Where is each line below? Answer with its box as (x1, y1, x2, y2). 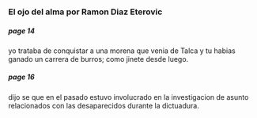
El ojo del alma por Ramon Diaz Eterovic (8, 6, 163, 17)
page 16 (8, 72, 36, 82)
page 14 (8, 26, 36, 36)
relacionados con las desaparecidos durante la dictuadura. (8, 101, 199, 110)
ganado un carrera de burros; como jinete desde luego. (8, 54, 189, 63)
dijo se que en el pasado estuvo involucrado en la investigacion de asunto (8, 92, 249, 101)
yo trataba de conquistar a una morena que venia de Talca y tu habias (8, 46, 236, 55)
